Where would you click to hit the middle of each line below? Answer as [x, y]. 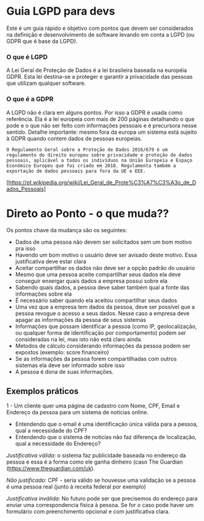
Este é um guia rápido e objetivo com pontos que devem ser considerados [100, 28]
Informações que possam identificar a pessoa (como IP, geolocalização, [106, 326]
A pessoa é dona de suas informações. [64, 372]
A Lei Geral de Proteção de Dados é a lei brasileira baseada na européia [97, 70]
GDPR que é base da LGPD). [42, 41]
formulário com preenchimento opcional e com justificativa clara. [88, 512]
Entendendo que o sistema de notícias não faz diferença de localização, [106, 437]
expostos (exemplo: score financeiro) [62, 352]
